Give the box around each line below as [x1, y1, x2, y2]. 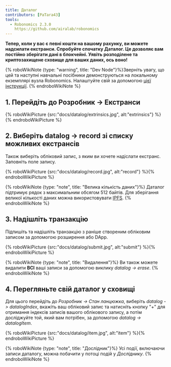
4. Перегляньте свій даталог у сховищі [5, 285, 135, 293]
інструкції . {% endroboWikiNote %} [5, 83, 81, 89]
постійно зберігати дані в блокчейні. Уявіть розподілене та [5, 52, 138, 58]
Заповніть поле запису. [5, 158, 56, 165]
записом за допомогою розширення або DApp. [5, 234, 108, 240]
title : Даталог [5, 7, 38, 13]
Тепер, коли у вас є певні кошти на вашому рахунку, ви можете [5, 40, 149, 47]
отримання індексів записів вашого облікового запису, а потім [5, 309, 142, 315]
